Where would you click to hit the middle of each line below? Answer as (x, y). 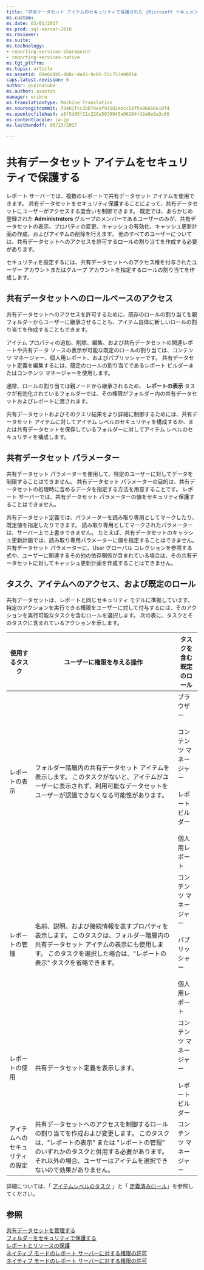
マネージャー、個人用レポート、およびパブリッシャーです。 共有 (93, 358)
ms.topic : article (29, 69)
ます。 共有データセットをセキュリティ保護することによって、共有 (94, 204)
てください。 (22, 1194)
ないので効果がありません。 (74, 1169)
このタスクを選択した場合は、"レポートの (107, 953)
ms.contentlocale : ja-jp (38, 119)
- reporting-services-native (43, 57)
